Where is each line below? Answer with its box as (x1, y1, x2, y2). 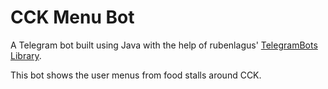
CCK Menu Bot (10, 6, 135, 29)
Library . (10, 49, 42, 61)
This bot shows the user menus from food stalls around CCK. (10, 69, 262, 81)
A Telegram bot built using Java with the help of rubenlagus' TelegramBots (10, 39, 318, 51)
